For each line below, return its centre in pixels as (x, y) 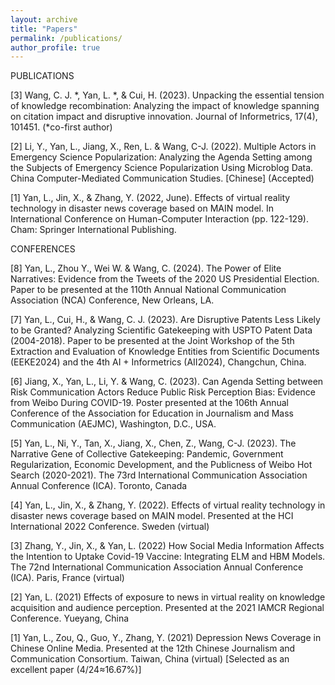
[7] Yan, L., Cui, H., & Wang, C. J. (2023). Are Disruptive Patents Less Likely (165, 320)
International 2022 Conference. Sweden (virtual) (110, 527)
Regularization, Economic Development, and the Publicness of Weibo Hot (161, 465)
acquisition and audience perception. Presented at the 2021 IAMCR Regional (167, 608)
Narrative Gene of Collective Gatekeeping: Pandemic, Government (147, 454)
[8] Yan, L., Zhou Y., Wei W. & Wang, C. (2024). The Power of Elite (146, 268)
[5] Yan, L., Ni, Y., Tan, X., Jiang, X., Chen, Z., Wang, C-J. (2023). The (153, 443)
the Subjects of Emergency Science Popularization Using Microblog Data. (162, 168)
